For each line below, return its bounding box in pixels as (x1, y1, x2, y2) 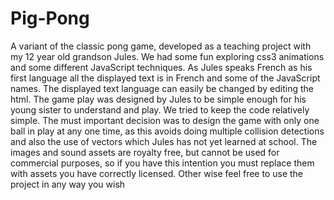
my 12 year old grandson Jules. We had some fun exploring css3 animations (10, 50, 325, 62)
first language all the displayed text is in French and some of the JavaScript (10, 72, 321, 84)
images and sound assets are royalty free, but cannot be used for (10, 146, 280, 158)
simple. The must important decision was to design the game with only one (10, 114, 320, 126)
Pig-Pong (10, 7, 90, 30)
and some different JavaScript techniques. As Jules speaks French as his (10, 61, 313, 73)
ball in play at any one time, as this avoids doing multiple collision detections (10, 125, 325, 137)
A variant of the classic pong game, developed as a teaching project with (10, 40, 312, 52)
